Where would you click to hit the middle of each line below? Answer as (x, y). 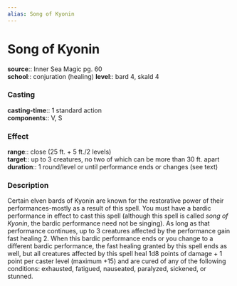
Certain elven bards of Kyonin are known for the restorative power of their (116, 201)
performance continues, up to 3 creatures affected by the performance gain (118, 231)
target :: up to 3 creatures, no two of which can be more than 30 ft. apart (114, 159)
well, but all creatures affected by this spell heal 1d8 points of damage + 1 (115, 254)
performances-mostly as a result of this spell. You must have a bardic (109, 208)
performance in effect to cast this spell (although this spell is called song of (118, 216)
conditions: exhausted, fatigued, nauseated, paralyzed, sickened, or (107, 269)
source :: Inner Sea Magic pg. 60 (55, 69)
